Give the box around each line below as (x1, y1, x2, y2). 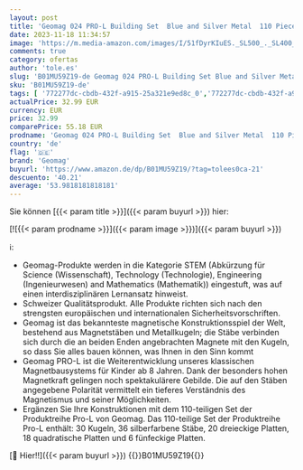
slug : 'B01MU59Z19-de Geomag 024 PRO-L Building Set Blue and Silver (9, 72, 277, 81)
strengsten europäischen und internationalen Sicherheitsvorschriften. (22, 308, 281, 319)
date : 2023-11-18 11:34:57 (9, 30, 111, 39)
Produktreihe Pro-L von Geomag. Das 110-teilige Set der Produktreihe (22, 413, 281, 425)
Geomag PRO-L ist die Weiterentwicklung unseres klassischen (22, 356, 255, 367)
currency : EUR (9, 106, 63, 115)
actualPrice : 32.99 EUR (9, 97, 99, 107)
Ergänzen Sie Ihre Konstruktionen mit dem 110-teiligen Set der (22, 404, 252, 415)
